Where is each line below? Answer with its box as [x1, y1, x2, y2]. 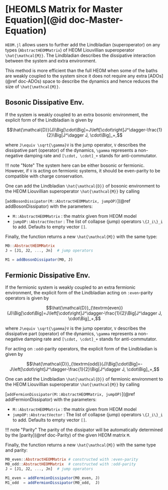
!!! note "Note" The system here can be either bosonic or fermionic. [5, 162, 145, 168]
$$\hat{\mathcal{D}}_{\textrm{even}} [46, 305, 123, 311]
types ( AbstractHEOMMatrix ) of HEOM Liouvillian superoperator [5, 47, 135, 53]
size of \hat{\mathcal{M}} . [5, 83, 60, 89]
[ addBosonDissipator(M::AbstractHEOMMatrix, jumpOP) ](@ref [5, 198, 131, 204]
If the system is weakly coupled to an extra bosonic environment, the [5, 111, 148, 117]
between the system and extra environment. [5, 57, 97, 64]
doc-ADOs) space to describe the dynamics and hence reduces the [18, 78, 158, 84]
